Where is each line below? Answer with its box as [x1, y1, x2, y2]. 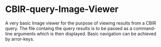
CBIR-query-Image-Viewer [5, 3, 119, 15]
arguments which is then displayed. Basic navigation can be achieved [13, 30, 157, 36]
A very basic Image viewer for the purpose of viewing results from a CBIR [5, 20, 156, 26]
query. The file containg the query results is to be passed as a [5, 25, 133, 31]
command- [133, 25, 156, 31]
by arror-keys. [5, 36, 34, 42]
